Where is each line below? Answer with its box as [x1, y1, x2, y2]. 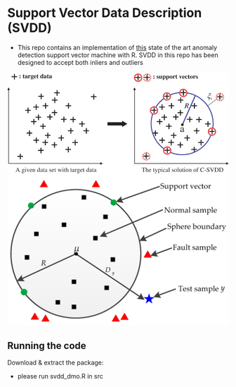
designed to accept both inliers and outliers [17, 58, 144, 66]
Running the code [7, 340, 86, 352]
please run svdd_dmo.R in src [17, 372, 103, 381]
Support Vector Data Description [7, 5, 202, 21]
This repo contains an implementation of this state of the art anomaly [17, 43, 218, 51]
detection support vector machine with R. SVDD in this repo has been [17, 51, 219, 59]
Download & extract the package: [7, 358, 104, 367]
